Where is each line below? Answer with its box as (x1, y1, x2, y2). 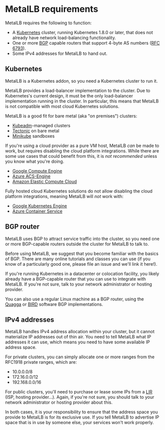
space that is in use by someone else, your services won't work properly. (5, 420, 154, 426)
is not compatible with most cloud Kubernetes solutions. (5, 103, 120, 109)
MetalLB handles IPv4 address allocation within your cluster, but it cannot (5, 329, 155, 334)
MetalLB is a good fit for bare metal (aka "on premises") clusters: (5, 113, 137, 119)
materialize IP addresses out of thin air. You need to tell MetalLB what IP (5, 334, 152, 340)
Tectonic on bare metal (12, 128, 59, 134)
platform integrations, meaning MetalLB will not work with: (5, 193, 124, 199)
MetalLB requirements (5, 3, 98, 15)
